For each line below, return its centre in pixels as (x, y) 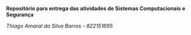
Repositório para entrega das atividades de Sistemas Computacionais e (96, 8)
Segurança (20, 15)
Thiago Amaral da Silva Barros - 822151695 (60, 26)
